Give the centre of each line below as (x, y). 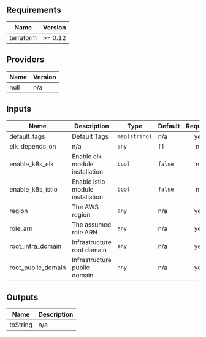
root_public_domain (38, 268)
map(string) (135, 137)
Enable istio (88, 182)
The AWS (85, 207)
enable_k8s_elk (32, 164)
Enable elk (87, 157)
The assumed (91, 225)
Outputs (22, 297)
